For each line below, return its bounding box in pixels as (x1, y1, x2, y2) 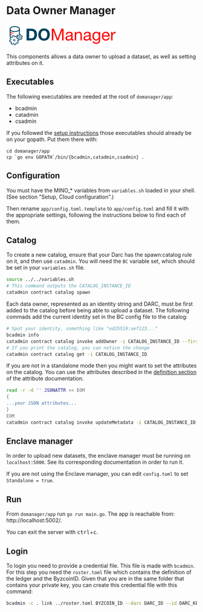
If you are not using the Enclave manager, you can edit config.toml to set (6, 470, 188, 478)
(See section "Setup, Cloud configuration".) (6, 193, 114, 200)
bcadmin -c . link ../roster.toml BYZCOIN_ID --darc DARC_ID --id (6, 600, 177, 607)
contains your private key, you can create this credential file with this (6, 582, 178, 589)
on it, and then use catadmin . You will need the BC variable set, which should (6, 258, 195, 265)
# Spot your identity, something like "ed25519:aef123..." (6, 326, 158, 332)
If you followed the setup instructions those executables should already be (6, 129, 192, 136)
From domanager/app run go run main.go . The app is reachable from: (6, 510, 175, 518)
